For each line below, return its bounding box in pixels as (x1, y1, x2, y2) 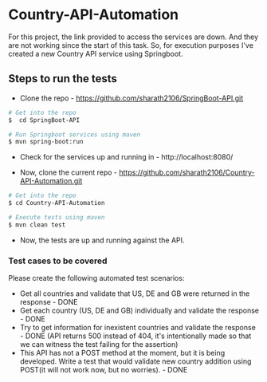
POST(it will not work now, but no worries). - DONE (19, 365, 188, 375)
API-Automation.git (19, 176, 83, 186)
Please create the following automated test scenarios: (8, 274, 185, 283)
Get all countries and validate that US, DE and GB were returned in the (19, 289, 250, 298)
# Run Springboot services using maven (8, 130, 141, 139)
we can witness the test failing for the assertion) (19, 340, 179, 349)
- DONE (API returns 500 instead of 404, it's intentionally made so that (19, 331, 252, 341)
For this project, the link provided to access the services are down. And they (8, 32, 259, 41)
